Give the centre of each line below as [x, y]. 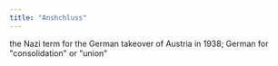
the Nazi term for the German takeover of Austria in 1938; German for [139, 43]
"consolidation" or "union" [59, 53]
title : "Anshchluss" [49, 18]
